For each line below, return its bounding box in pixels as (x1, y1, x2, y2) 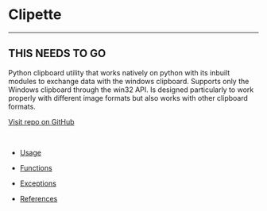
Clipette (8, 6, 62, 24)
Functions (19, 163, 53, 172)
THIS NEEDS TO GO (8, 47, 106, 60)
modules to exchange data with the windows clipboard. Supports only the (8, 76, 250, 86)
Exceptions (19, 178, 57, 188)
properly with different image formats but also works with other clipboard (8, 93, 249, 102)
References (19, 194, 58, 203)
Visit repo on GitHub (8, 117, 75, 126)
